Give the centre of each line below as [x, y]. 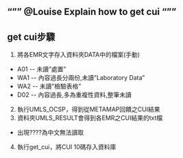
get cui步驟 [31, 37]
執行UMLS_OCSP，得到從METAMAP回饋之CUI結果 [88, 109]
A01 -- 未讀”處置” [41, 69]
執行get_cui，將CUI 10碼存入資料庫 [66, 147]
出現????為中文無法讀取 [50, 133]
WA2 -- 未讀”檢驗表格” [49, 86]
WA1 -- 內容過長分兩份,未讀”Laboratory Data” [81, 78]
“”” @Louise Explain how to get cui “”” [92, 12]
